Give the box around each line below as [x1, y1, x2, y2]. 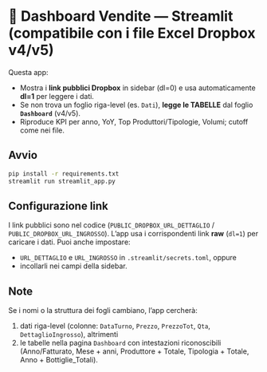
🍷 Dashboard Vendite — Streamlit [8, 7, 234, 26]
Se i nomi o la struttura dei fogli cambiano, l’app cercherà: [8, 306, 198, 315]
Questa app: [8, 67, 49, 77]
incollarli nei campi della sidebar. [19, 261, 128, 271]
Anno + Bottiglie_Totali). [19, 355, 98, 365]
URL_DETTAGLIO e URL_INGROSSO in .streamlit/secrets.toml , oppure [19, 253, 238, 263]
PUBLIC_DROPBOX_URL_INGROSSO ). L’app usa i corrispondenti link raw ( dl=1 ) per [8, 229, 259, 239]
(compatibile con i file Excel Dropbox [8, 24, 256, 42]
